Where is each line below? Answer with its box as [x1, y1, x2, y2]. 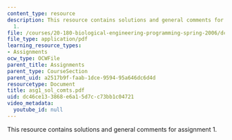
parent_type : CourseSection [7, 68, 88, 74]
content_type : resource [7, 10, 76, 17]
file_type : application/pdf [7, 36, 88, 43]
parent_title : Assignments [7, 61, 85, 68]
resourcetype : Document [7, 81, 76, 88]
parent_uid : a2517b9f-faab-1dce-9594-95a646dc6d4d [7, 74, 156, 81]
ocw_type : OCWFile [7, 55, 60, 62]
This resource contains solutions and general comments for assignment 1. [7, 125, 217, 133]
